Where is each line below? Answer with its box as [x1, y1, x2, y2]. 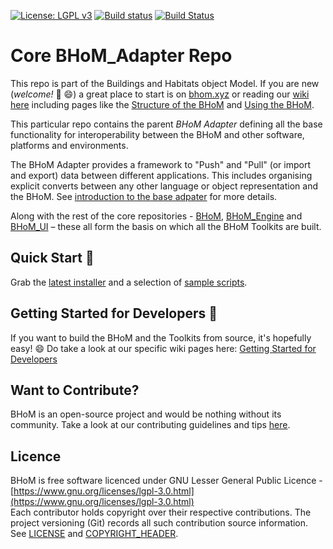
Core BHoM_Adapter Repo [10, 45, 233, 67]
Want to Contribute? [10, 381, 140, 399]
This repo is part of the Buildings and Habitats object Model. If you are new [10, 77, 320, 89]
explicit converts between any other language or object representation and [10, 180, 318, 192]
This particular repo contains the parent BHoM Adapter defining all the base [10, 118, 323, 130]
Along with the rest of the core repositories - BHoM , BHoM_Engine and [10, 210, 303, 222]
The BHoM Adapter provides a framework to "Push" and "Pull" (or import [10, 158, 311, 170]
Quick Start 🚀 [10, 250, 95, 267]
